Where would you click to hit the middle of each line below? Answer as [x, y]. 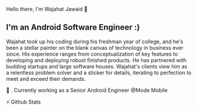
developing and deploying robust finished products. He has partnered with [96, 60]
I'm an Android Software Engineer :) [73, 27]
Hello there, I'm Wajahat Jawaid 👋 [47, 9]
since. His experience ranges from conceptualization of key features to [92, 54]
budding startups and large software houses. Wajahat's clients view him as [97, 66]
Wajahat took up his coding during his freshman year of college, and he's [95, 42]
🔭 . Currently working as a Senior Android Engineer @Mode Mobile [87, 90]
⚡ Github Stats [24, 102]
